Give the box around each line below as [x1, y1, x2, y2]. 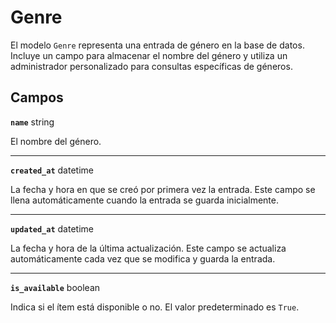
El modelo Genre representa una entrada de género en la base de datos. [10, 39, 305, 51]
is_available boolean [10, 281, 101, 293]
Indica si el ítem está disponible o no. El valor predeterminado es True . [10, 301, 300, 313]
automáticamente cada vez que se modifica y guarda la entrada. [10, 252, 276, 265]
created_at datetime [10, 164, 94, 176]
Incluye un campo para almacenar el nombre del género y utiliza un [10, 49, 288, 61]
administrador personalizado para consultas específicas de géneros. [10, 60, 293, 72]
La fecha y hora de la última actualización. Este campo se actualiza [10, 242, 287, 254]
